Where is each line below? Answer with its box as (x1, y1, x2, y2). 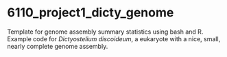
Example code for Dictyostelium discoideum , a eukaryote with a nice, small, (7, 34, 221, 43)
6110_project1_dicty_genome (7, 5, 174, 21)
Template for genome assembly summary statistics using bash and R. (7, 27, 204, 36)
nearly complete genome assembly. (7, 42, 108, 50)
